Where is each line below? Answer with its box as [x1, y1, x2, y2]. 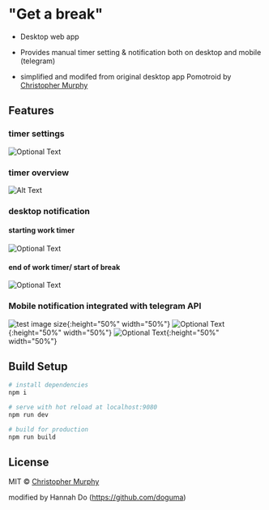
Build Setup [8, 359, 68, 373]
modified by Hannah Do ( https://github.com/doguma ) [8, 492, 186, 503]
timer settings [8, 128, 65, 139]
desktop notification [8, 205, 91, 216]
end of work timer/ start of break [8, 262, 121, 272]
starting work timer [8, 225, 75, 235]
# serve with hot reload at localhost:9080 [8, 403, 158, 412]
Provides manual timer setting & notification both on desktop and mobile [19, 47, 262, 57]
